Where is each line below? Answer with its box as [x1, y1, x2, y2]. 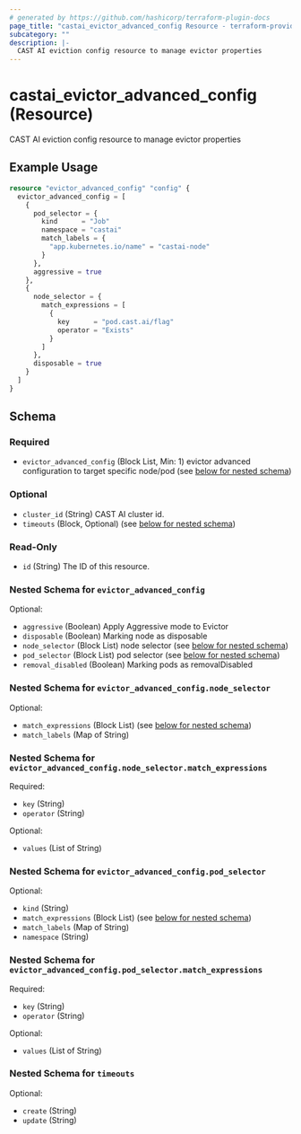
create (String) [21, 1105, 78, 1116]
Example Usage [9, 160, 99, 175]
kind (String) [21, 903, 69, 914]
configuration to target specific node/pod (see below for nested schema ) [21, 466, 292, 477]
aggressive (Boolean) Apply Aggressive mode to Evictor [21, 621, 229, 632]
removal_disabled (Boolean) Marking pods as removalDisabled [21, 659, 254, 670]
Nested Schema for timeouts [9, 1068, 135, 1080]
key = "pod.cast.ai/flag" [56, 317, 175, 326]
